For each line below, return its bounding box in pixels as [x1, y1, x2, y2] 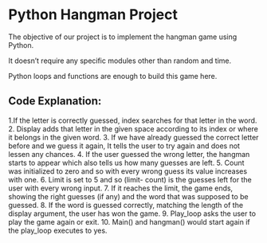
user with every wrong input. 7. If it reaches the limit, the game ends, [8, 183, 234, 193]
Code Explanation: [8, 94, 102, 108]
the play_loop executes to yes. [8, 225, 108, 235]
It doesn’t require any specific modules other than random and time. [8, 56, 232, 65]
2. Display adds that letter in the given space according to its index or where [8, 123, 259, 133]
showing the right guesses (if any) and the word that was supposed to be [8, 191, 249, 201]
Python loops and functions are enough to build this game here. [8, 71, 218, 80]
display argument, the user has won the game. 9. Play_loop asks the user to [8, 209, 257, 218]
